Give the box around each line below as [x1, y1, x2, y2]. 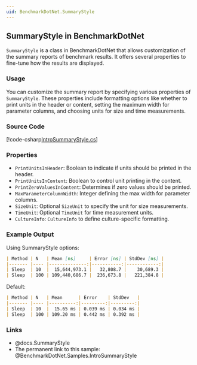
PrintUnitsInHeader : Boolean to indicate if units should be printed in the [14, 164, 192, 171]
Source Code [6, 122, 45, 131]
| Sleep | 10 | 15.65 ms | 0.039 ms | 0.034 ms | [6, 306, 140, 312]
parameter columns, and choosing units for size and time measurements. [6, 107, 186, 114]
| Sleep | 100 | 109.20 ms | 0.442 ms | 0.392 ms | [6, 311, 140, 318]
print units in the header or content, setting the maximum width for [6, 101, 170, 108]
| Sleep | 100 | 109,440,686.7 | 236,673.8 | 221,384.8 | [6, 272, 164, 279]
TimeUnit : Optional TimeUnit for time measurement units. [14, 209, 154, 216]
